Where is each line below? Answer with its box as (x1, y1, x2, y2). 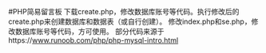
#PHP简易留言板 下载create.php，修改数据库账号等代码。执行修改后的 (8, 7, 240, 16)
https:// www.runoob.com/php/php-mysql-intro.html (8, 36, 179, 45)
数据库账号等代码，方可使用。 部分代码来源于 (14, 27, 165, 36)
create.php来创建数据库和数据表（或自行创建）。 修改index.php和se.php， (8, 17, 252, 26)
